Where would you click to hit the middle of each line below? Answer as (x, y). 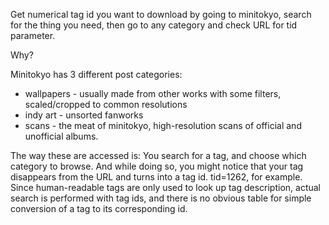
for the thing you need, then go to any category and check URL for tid (154, 25)
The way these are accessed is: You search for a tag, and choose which (158, 155)
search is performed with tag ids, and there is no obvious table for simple (161, 198)
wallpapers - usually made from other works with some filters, (153, 93)
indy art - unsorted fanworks (84, 115)
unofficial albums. (61, 136)
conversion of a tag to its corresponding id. (99, 208)
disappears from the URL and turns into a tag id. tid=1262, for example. (156, 177)
